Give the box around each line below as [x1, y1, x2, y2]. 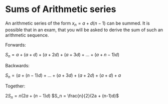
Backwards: [5, 62, 30, 68]
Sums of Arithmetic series [5, 4, 116, 15]
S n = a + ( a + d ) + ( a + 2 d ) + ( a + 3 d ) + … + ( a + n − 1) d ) [5, 51, 119, 59]
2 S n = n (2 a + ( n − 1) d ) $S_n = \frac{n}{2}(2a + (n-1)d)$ [5, 93, 119, 100]
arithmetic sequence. [5, 32, 49, 38]
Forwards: [5, 42, 26, 48]
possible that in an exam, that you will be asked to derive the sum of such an [5, 27, 163, 33]
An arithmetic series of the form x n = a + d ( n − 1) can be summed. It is [5, 20, 150, 27]
